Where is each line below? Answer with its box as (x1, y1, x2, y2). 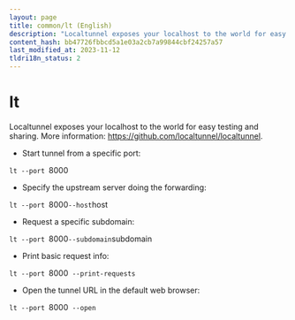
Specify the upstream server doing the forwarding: (21, 182, 207, 193)
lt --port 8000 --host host (9, 199, 109, 210)
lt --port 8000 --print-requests (9, 267, 136, 278)
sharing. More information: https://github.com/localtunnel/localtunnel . (9, 130, 263, 141)
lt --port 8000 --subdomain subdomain (9, 233, 153, 244)
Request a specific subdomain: (21, 216, 135, 226)
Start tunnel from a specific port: (21, 148, 141, 158)
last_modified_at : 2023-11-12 (9, 46, 121, 55)
